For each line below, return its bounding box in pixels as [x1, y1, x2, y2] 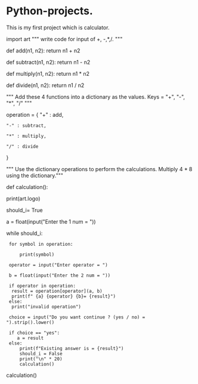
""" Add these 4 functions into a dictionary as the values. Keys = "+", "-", [6, 93, 185, 100]
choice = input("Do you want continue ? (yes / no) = [8, 314, 146, 320]
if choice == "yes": [8, 330, 60, 336]
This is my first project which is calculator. [6, 24, 110, 31]
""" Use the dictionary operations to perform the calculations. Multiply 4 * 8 [6, 165, 193, 172]
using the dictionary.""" [6, 172, 64, 179]
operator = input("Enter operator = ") [8, 262, 109, 268]
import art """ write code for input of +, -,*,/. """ [6, 35, 123, 42]
